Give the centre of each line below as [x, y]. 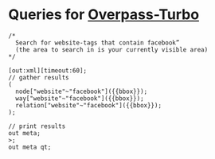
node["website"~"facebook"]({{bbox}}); [82, 91]
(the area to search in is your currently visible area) [112, 49]
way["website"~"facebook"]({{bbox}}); [80, 98]
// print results [37, 126]
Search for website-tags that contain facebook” [98, 43]
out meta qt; [30, 147]
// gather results [39, 77]
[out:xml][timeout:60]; [48, 70]
